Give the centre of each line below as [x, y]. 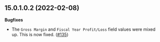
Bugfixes [14, 20]
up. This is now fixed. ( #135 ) [40, 34]
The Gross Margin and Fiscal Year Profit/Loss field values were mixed [83, 29]
